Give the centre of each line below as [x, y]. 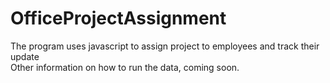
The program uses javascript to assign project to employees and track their [165, 46]
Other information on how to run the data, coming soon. [125, 67]
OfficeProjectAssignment [118, 18]
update [25, 56]
